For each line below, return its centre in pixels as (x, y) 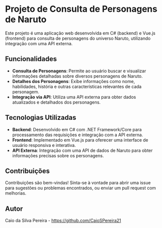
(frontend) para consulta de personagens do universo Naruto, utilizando (78, 38)
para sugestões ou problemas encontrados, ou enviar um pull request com (81, 188)
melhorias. (16, 193)
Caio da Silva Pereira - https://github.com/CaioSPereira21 (63, 221)
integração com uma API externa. (39, 43)
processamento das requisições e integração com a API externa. (78, 135)
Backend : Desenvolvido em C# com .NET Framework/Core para (77, 129)
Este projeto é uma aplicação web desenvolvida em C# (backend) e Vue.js (80, 33)
